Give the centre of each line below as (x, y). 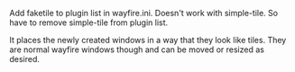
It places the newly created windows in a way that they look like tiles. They (148, 40)
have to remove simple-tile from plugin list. (89, 22)
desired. (25, 59)
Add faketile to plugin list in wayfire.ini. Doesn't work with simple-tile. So (143, 13)
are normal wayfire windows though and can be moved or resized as (137, 49)
